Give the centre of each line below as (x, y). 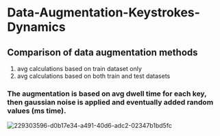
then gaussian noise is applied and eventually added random (110, 102)
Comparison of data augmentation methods (102, 52)
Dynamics (37, 27)
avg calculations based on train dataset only (80, 69)
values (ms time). (37, 111)
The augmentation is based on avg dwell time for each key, (107, 94)
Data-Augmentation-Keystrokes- (104, 13)
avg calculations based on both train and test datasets (94, 76)
